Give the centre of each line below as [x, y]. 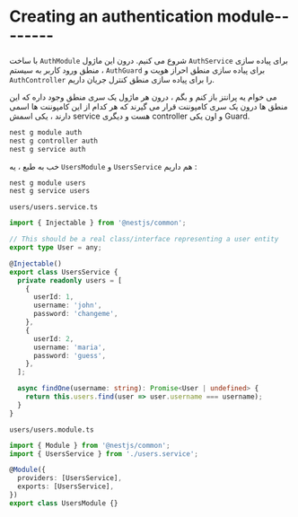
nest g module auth [46, 132]
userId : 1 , [53, 297]
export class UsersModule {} [64, 503]
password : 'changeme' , [75, 314]
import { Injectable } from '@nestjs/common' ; [98, 223]
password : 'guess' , [69, 355]
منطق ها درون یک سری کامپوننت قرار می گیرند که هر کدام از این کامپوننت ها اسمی [149, 106]
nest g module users [48, 183]
